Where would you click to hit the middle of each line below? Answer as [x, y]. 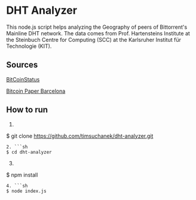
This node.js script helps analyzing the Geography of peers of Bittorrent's [97, 27]
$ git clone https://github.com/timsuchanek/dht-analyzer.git [80, 136]
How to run [27, 110]
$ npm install [22, 175]
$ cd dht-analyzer [29, 152]
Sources [22, 65]
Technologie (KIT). [29, 46]
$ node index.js [26, 191]
